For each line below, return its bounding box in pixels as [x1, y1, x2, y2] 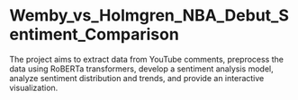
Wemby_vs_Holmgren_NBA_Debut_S [9, 5, 290, 26]
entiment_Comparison [9, 24, 180, 45]
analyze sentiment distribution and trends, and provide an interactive [9, 72, 265, 83]
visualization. [9, 82, 59, 93]
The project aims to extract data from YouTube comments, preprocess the [9, 54, 284, 64]
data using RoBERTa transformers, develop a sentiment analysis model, [9, 63, 274, 74]
